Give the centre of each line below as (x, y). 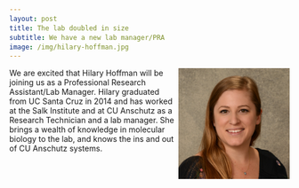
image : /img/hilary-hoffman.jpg (69, 47)
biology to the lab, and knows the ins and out (92, 139)
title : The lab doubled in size (69, 28)
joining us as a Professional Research (78, 82)
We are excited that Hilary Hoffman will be (86, 73)
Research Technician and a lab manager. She (92, 121)
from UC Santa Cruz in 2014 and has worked (91, 101)
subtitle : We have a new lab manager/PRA (87, 37)
